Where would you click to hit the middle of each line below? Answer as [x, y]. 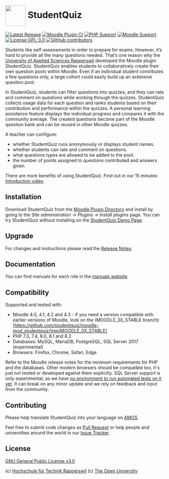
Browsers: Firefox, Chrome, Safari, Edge [55, 352]
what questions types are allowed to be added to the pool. [73, 155]
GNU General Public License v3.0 [40, 461]
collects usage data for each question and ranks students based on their [81, 103]
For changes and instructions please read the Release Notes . [69, 248]
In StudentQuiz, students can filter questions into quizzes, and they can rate [84, 92]
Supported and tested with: [34, 305]
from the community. [27, 390]
